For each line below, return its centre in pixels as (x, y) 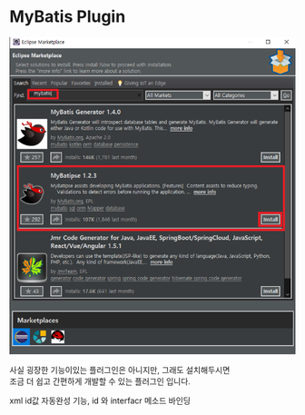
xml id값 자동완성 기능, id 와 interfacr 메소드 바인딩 (100, 400)
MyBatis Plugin (68, 17)
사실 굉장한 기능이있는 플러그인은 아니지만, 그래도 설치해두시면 (120, 370)
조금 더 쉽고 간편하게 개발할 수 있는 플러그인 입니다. (100, 381)
